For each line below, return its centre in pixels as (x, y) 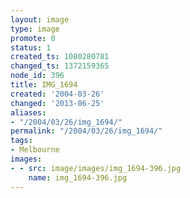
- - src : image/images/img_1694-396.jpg (96, 168)
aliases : (28, 112)
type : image (35, 29)
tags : (21, 141)
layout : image (40, 19)
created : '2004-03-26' (57, 94)
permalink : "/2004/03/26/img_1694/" (86, 131)
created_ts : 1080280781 (60, 57)
